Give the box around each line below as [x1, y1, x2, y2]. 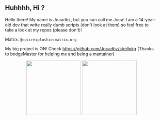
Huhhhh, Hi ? [5, 4, 45, 12]
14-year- [139, 16, 156, 22]
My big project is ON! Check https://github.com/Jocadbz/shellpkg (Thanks [5, 45, 154, 51]
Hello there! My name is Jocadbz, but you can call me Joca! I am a [5, 16, 138, 22]
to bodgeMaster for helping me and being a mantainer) [5, 51, 115, 57]
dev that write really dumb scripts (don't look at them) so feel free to [12, 22, 149, 28]
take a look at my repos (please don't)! [5, 27, 82, 33]
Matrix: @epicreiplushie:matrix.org [5, 36, 77, 42]
